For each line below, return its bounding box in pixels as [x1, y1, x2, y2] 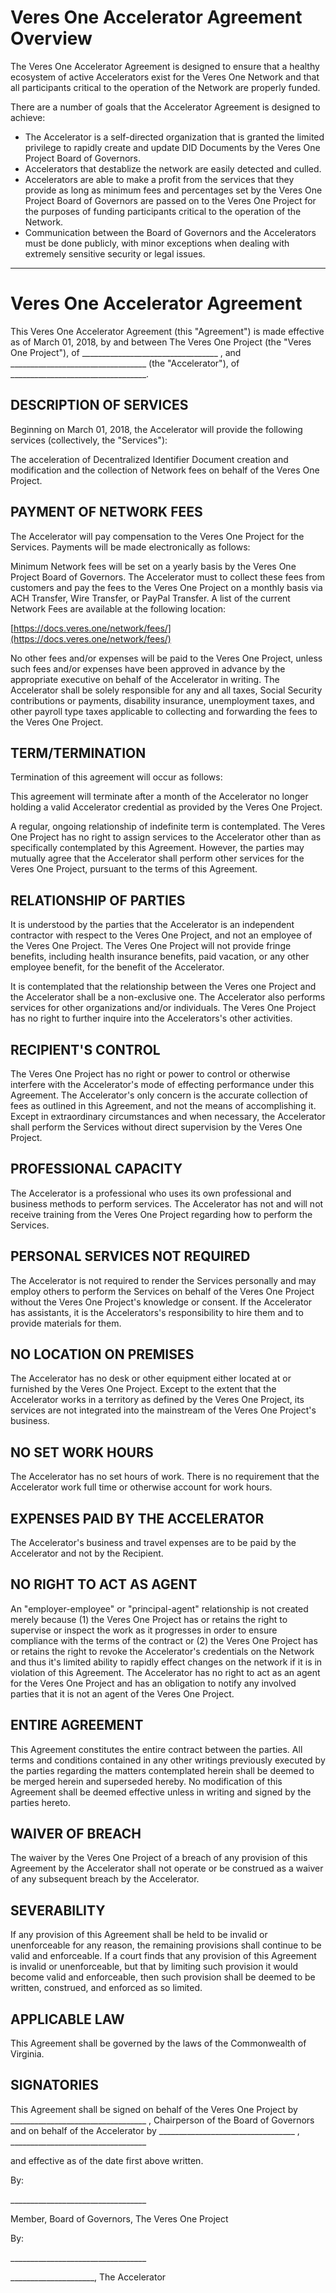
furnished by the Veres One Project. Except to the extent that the [10, 1383, 277, 1395]
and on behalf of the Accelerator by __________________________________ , [10, 2124, 300, 2136]
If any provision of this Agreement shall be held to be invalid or [10, 1929, 268, 1941]
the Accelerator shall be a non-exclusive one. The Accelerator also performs [10, 991, 326, 1003]
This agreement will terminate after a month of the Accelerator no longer [10, 791, 309, 803]
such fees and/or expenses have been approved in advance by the [10, 662, 286, 675]
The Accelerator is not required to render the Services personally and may [10, 1274, 317, 1286]
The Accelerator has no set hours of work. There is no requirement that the [10, 1471, 320, 1483]
